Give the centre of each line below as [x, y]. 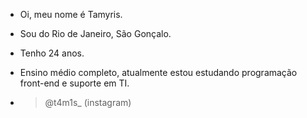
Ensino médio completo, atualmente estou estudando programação [158, 72]
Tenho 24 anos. [52, 53]
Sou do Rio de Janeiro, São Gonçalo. [95, 33]
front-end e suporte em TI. [74, 83]
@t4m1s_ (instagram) [88, 102]
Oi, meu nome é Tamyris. [71, 14]
